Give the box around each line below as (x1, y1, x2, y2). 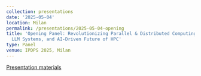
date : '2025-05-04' (6, 14, 55, 20)
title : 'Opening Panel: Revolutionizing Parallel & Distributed (6, 31, 170, 37)
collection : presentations (6, 8, 74, 15)
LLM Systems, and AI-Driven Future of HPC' (11, 36, 121, 42)
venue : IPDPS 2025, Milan (6, 47, 71, 53)
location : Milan (6, 20, 47, 26)
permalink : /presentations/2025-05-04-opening (6, 25, 124, 31)
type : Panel (6, 42, 36, 48)
